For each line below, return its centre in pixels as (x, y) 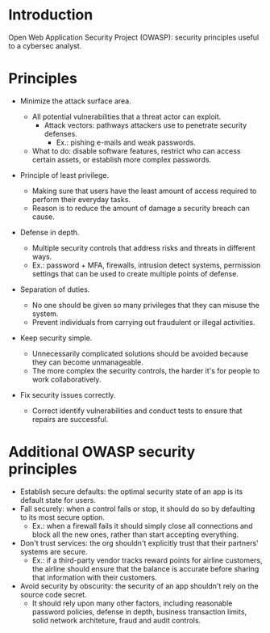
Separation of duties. (55, 289)
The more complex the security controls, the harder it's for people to (146, 370)
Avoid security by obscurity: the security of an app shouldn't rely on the (139, 586)
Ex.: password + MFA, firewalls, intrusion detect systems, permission (146, 265)
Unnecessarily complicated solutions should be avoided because (140, 353)
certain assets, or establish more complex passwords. (122, 159)
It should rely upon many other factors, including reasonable (132, 603)
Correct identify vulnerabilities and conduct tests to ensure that (137, 411)
